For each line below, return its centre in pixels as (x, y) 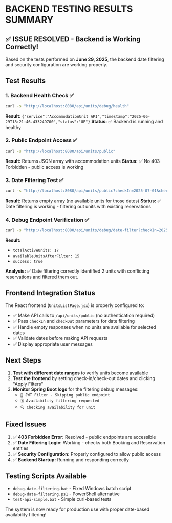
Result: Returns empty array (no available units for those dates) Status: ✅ (83, 201)
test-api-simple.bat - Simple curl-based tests (62, 499)
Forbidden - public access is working (45, 167)
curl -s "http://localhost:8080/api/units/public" (60, 151)
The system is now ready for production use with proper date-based (78, 509)
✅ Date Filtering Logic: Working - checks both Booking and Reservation (89, 442)
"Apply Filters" (28, 384)
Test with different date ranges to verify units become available (80, 373)
